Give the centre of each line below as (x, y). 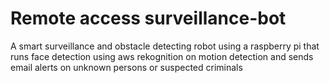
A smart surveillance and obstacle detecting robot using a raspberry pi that (165, 46)
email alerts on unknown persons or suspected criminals (126, 67)
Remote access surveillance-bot (148, 18)
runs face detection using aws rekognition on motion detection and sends (162, 56)
